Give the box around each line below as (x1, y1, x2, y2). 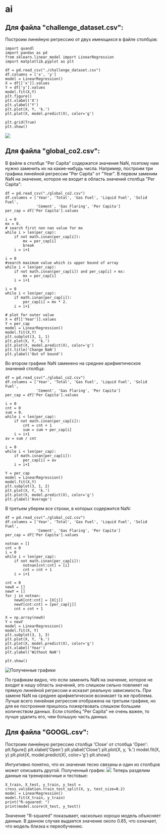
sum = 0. (5, 410, 23, 415)
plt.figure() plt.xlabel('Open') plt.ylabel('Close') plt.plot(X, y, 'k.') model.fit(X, (5, 746, 160, 753)
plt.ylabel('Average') (5, 496, 52, 502)
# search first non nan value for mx (5, 225, 83, 230)
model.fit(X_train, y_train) (5, 795, 65, 800)
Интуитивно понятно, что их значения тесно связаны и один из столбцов (5, 761, 160, 767)
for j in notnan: (5, 593, 41, 598)
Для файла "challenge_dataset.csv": (5, 23, 124, 32)
